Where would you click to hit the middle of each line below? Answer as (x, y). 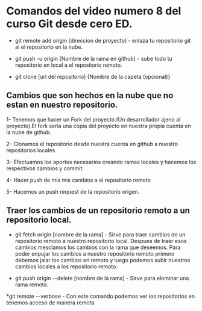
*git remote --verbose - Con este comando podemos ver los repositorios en (100, 296)
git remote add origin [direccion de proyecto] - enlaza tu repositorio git (103, 40)
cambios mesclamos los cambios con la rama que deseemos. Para (98, 247)
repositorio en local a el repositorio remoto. (68, 65)
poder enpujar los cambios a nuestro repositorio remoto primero (95, 253)
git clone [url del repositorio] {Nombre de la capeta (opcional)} (93, 76)
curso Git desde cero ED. (69, 24)
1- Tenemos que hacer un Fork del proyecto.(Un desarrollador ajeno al (93, 119)
